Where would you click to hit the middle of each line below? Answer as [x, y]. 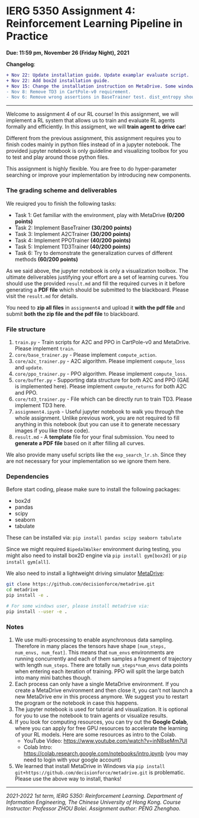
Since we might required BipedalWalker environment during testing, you [94, 549]
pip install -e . [28, 595]
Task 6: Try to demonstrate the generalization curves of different [94, 253]
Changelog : [21, 64]
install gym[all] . [28, 562]
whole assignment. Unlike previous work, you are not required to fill [97, 418]
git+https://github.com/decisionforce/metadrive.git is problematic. [100, 772]
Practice [27, 36]
